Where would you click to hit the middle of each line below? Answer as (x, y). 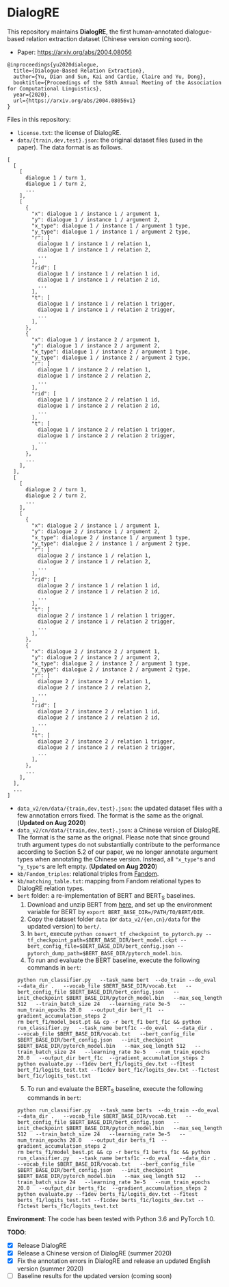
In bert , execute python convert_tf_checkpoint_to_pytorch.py (115, 933)
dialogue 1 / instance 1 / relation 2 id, (99, 280)
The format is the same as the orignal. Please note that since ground (113, 837)
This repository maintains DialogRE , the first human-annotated (95, 32)
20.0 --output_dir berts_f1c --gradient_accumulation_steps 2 (112, 1188)
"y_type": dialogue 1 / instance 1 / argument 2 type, (111, 232)
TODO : (17, 1232)
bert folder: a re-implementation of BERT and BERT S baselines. (106, 896)
